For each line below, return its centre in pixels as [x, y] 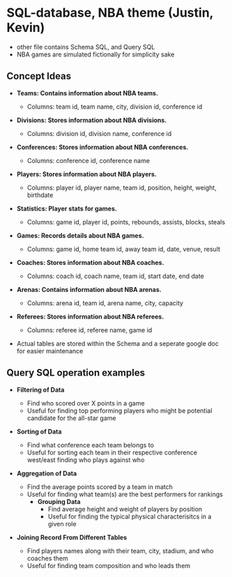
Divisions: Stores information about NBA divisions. [92, 120]
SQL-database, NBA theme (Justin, [110, 13]
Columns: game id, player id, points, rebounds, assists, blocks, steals [126, 222]
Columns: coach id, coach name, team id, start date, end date [116, 276]
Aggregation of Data [47, 473]
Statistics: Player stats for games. [67, 208]
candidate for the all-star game [71, 418]
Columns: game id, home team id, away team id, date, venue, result [124, 249]
